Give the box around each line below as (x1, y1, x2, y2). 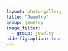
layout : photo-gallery (6, 8, 62, 15)
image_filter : (6, 25, 41, 31)
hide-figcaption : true (6, 36, 62, 42)
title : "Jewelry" (6, 14, 49, 20)
